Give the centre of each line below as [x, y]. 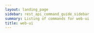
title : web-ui [19, 23]
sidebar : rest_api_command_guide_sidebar [47, 14]
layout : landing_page [27, 9]
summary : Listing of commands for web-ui [47, 18]
